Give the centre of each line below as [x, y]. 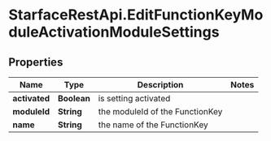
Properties [36, 62]
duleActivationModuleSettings [114, 32]
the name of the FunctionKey [153, 125]
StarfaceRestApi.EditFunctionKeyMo [136, 15]
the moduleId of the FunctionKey [160, 111]
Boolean [74, 98]
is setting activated [134, 98]
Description [160, 85]
